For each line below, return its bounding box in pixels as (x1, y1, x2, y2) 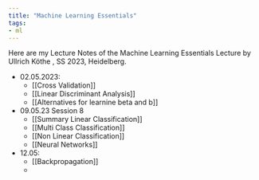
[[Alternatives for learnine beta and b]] (31, 97, 159, 108)
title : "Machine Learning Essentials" (8, 11, 137, 20)
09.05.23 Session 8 (19, 106, 84, 115)
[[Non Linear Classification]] (31, 131, 125, 141)
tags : (8, 19, 26, 27)
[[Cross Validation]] (31, 80, 96, 90)
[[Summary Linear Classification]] (31, 115, 143, 124)
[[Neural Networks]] (31, 140, 98, 150)
